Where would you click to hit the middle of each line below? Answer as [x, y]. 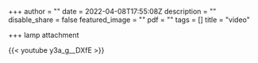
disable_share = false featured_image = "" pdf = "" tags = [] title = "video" [129, 20]
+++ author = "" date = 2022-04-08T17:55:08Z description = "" [112, 11]
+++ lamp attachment [44, 35]
